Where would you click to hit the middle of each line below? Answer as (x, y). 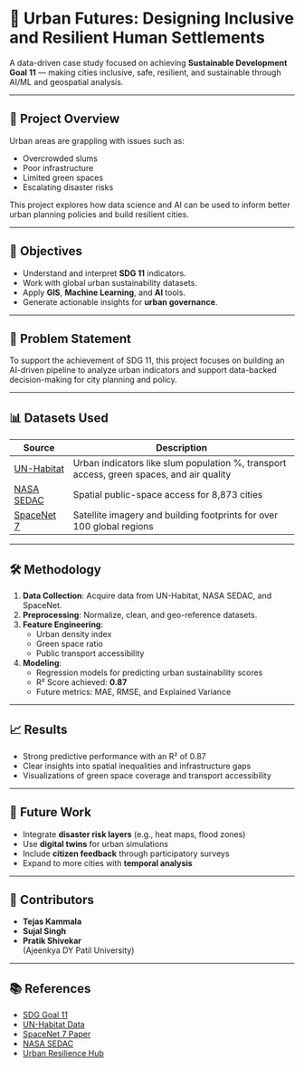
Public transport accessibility (90, 653)
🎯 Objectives (46, 251)
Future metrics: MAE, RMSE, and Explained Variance (133, 692)
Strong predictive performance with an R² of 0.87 (114, 756)
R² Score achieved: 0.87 (81, 682)
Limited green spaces (63, 177)
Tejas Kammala (52, 921)
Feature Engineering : (63, 624)
